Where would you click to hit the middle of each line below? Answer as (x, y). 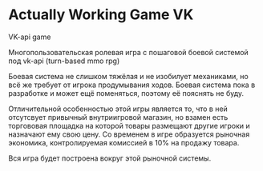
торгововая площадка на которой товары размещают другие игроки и (129, 125)
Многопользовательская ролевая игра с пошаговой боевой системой (128, 52)
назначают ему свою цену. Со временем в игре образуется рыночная (129, 134)
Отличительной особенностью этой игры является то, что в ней (118, 109)
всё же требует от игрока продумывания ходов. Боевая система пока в (132, 85)
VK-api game (30, 37)
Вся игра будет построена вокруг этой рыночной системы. (110, 158)
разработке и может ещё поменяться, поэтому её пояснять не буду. (126, 93)
